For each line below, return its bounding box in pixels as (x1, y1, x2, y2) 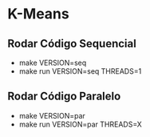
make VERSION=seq (18, 58, 87, 67)
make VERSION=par (18, 111, 85, 120)
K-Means (7, 5, 69, 23)
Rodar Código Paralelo (7, 90, 121, 103)
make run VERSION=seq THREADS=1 (18, 66, 142, 76)
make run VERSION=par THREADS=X (18, 119, 142, 129)
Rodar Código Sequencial (7, 37, 136, 50)
